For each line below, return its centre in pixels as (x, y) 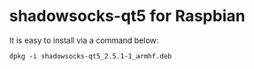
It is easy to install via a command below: (84, 40)
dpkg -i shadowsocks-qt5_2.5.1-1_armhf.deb (91, 56)
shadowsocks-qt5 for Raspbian (127, 16)
